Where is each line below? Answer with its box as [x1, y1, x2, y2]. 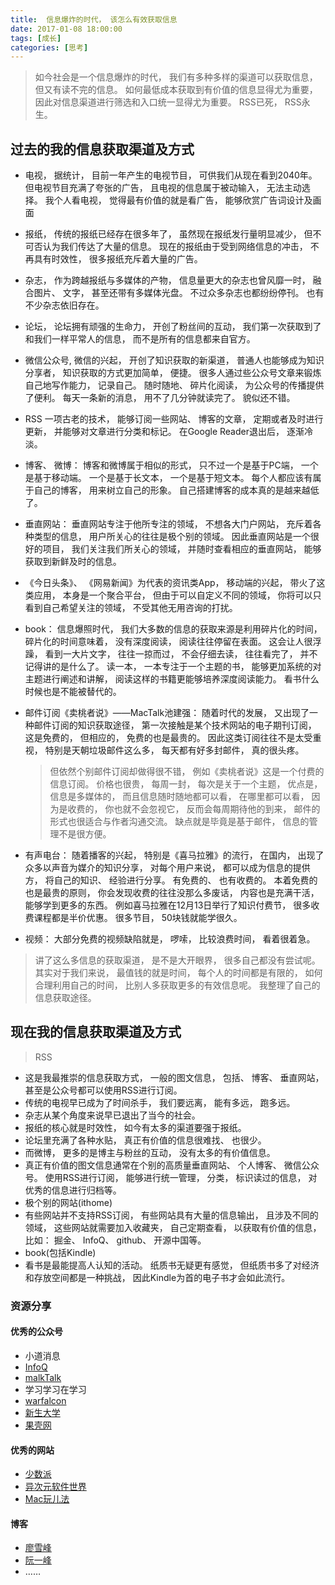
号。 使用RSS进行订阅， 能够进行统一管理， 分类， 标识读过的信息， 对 [24, 1171, 318, 1183]
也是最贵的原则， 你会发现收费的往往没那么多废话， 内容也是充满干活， [24, 887, 320, 899]
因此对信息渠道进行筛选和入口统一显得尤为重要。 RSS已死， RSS [34, 96, 302, 108]
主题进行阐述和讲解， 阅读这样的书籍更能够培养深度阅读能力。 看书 [24, 673, 302, 685]
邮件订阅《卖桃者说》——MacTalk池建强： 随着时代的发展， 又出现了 [24, 707, 310, 719]
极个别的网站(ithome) [24, 1196, 113, 1208]
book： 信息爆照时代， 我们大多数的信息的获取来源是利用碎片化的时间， [24, 623, 323, 635]
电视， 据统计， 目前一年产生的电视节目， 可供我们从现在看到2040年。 [24, 169, 318, 181]
